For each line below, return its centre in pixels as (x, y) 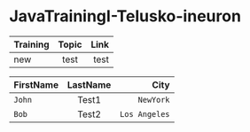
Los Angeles (145, 114)
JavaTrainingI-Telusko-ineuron (125, 16)
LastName (89, 84)
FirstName (36, 84)
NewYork (154, 100)
